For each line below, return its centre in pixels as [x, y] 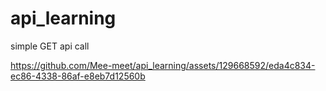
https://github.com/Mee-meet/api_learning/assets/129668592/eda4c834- [163, 65]
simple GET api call [50, 46]
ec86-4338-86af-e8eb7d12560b [78, 76]
